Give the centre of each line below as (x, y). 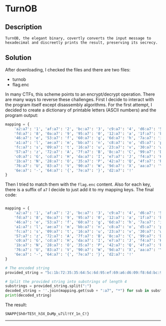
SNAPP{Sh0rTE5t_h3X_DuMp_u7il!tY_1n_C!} (47, 314)
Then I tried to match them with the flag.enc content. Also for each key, (78, 184)
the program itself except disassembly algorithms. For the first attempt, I (79, 105)
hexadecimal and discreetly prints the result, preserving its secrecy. (82, 43)
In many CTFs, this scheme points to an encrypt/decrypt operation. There (80, 94)
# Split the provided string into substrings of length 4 (66, 281)
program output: (22, 115)
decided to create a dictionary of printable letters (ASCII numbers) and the (81, 110)
